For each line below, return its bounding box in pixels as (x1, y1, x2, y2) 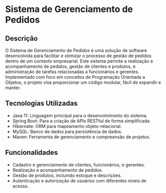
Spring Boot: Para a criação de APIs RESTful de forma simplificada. (12, 118, 151, 124)
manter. (5, 85, 21, 91)
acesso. (12, 183, 29, 189)
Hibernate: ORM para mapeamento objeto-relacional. (12, 123, 122, 129)
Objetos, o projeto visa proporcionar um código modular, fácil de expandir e (5, 79, 161, 85)
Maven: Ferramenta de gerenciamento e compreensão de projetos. (12, 134, 151, 140)
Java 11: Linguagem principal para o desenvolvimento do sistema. (12, 112, 147, 118)
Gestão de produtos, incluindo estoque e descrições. (12, 172, 122, 178)
